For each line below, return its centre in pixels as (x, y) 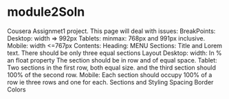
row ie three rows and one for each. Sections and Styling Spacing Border (110, 82)
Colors (17, 89)
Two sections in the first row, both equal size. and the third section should (112, 67)
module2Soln (46, 12)
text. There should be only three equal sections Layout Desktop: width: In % (115, 53)
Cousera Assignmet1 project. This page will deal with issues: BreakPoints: (111, 31)
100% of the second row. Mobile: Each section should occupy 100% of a (110, 75)
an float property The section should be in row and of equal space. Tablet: (112, 60)
